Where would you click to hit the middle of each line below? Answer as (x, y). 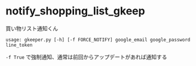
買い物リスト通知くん (32, 28)
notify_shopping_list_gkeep (75, 11)
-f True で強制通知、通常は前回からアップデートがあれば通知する (87, 57)
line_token (19, 45)
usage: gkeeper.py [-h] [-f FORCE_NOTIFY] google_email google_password (98, 40)
